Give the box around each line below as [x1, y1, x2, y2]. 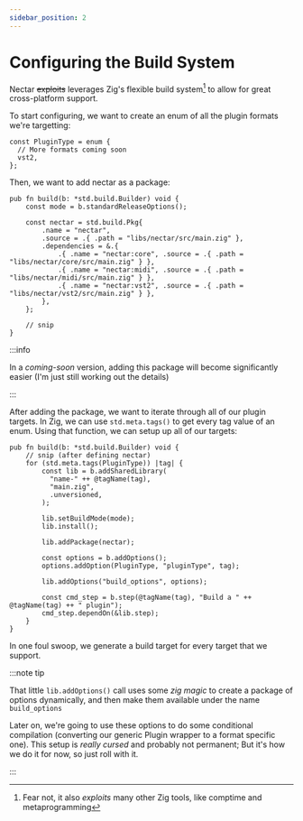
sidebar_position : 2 [9, 13, 87, 23]
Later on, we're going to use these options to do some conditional [9, 720, 254, 731]
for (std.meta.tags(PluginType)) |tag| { [25, 459, 183, 468]
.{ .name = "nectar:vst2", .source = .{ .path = [57, 281, 244, 291]
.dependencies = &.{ [41, 242, 119, 251]
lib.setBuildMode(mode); [41, 514, 135, 523]
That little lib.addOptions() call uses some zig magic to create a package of [9, 685, 293, 696]
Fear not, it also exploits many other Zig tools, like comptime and [22, 792, 262, 803]
